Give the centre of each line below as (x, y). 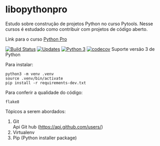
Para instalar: (19, 64)
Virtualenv (24, 132)
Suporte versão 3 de (133, 49)
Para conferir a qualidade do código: (44, 92)
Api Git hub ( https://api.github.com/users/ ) (58, 126)
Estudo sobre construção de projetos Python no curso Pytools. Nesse (79, 24)
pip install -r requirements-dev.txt (46, 83)
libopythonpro (37, 10)
